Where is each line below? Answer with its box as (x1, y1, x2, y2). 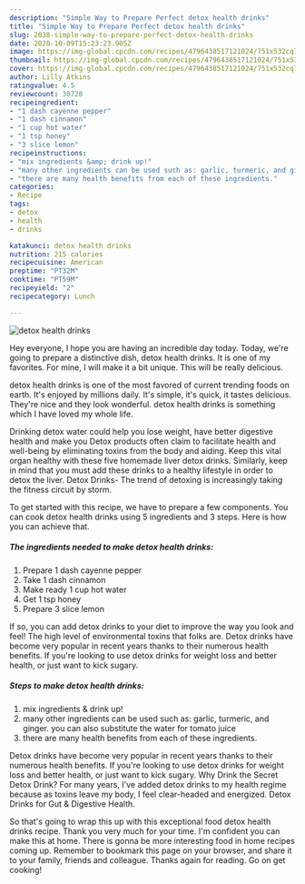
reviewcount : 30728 (9, 89, 84, 98)
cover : (9, 65, 34, 74)
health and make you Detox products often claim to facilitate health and (9, 436, 277, 447)
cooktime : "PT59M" (9, 275, 79, 285)
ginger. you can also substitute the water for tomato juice (22, 722, 236, 733)
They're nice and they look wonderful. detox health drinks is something (9, 398, 276, 409)
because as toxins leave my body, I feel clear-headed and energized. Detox (9, 789, 292, 799)
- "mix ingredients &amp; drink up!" (9, 156, 152, 166)
